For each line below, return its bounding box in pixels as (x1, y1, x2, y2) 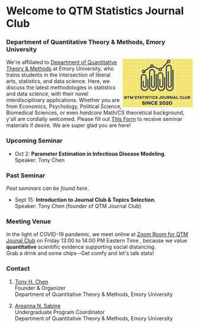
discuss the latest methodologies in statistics (6, 84, 116, 91)
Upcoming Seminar (6, 136, 63, 145)
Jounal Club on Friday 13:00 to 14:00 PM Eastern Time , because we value (6, 237, 188, 244)
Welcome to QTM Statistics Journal (6, 4, 184, 18)
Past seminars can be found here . (6, 185, 89, 192)
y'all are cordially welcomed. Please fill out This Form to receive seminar (6, 116, 182, 123)
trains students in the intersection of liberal (6, 71, 111, 78)
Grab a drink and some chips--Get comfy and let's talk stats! (6, 250, 154, 257)
